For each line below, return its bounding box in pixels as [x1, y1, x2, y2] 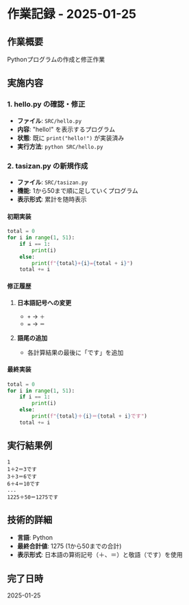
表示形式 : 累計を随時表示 [16, 195, 87, 203]
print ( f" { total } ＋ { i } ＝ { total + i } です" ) [32, 413, 147, 420]
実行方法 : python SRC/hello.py [16, 142, 103, 150]
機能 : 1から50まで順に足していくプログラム [16, 186, 138, 194]
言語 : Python [16, 534, 53, 542]
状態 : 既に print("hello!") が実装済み [16, 133, 125, 141]
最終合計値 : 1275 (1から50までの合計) [16, 542, 122, 550]
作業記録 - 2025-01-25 [7, 6, 137, 22]
